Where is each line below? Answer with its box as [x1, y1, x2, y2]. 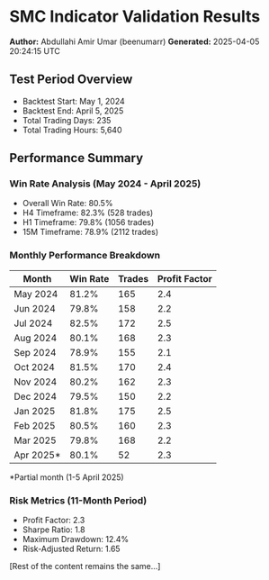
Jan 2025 [13, 404, 56, 417]
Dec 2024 [13, 390, 57, 403]
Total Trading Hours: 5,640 [22, 124, 122, 135]
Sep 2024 [13, 346, 57, 358]
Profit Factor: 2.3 [22, 515, 85, 526]
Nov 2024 [13, 376, 58, 388]
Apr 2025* [13, 449, 61, 461]
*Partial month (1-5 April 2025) [9, 471, 124, 483]
